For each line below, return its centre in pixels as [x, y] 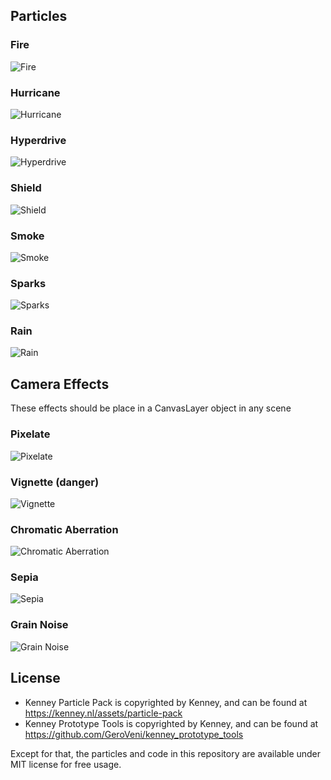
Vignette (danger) [55, 482]
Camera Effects [60, 384]
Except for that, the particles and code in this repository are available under [166, 753]
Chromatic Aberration [64, 529]
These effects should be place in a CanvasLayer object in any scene [151, 408]
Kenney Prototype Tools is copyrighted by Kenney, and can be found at [171, 723]
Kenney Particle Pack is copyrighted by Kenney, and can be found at [166, 702]
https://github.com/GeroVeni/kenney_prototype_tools [134, 734]
